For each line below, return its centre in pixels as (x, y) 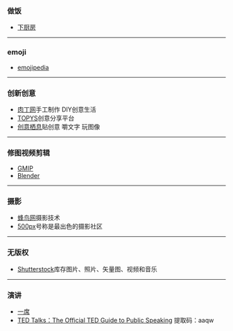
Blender (28, 176)
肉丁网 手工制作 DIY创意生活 (57, 109)
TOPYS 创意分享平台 (46, 118)
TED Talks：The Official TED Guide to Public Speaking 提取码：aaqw (115, 321)
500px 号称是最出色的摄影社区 (60, 226)
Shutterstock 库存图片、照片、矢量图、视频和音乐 (87, 269)
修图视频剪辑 (29, 152)
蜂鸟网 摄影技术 (38, 218)
